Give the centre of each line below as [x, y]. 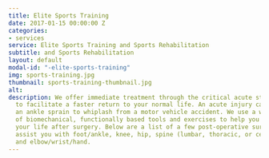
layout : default [35, 61]
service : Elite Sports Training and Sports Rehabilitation [109, 45]
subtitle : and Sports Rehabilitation [71, 53]
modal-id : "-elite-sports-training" [69, 68]
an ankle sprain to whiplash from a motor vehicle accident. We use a [136, 113]
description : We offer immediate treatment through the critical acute [130, 97]
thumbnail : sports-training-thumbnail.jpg [80, 82]
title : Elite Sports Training [59, 16]
